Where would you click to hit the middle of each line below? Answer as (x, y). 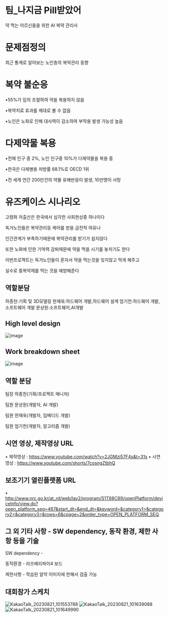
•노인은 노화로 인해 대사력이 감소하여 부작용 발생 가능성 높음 (64, 121)
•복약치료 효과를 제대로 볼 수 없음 (38, 110)
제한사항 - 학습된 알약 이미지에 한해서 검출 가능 (51, 574)
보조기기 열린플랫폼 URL (41, 481)
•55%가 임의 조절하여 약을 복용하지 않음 (45, 99)
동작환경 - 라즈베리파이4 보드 (34, 564)
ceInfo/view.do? (22, 503)
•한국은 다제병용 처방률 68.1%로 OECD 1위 (47, 169)
